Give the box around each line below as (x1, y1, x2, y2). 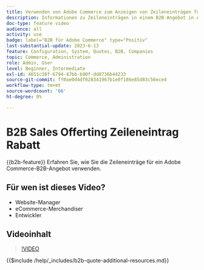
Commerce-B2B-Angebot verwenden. (6, 165, 101, 172)
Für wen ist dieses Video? (6, 182, 106, 193)
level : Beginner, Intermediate (6, 65, 86, 72)
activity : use (6, 32, 42, 38)
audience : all (6, 26, 42, 32)
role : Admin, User (6, 60, 53, 66)
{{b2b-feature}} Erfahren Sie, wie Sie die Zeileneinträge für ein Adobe (6, 158, 181, 165)
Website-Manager (15, 198, 61, 206)
